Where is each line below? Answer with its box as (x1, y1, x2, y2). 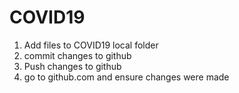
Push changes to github (23, 60, 122, 72)
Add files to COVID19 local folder (23, 39, 159, 51)
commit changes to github (23, 49, 132, 61)
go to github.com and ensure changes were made (23, 71, 230, 83)
